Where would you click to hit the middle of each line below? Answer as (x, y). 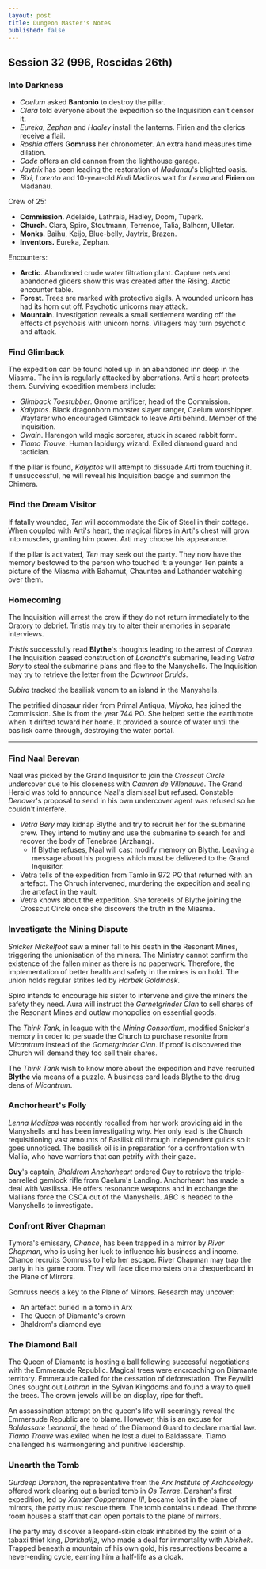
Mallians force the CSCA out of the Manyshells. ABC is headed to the (121, 1197)
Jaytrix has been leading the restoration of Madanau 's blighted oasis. (133, 169)
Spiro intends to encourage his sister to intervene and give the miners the (128, 995)
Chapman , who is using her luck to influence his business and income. (123, 1252)
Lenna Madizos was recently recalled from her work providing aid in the (125, 1123)
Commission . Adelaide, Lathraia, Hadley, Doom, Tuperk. (112, 217)
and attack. (38, 332)
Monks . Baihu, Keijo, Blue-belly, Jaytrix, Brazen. (98, 234)
